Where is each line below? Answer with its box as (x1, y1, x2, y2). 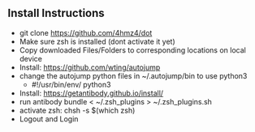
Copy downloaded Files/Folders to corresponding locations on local (19, 45, 247, 55)
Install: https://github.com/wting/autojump (19, 62, 161, 72)
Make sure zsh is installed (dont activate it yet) (19, 36, 175, 46)
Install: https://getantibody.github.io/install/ (19, 88, 164, 98)
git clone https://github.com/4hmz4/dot (19, 28, 153, 37)
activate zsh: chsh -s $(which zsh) (19, 105, 136, 115)
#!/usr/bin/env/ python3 (31, 79, 111, 89)
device (19, 53, 42, 63)
